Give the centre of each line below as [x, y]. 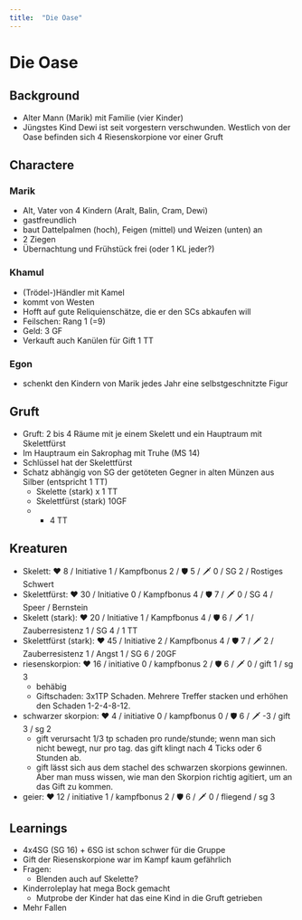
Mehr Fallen [45, 908]
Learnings [38, 828]
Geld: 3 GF [42, 330]
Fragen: [37, 869]
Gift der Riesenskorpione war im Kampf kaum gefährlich [127, 859]
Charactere [42, 165]
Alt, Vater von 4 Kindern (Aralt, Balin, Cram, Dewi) [115, 211]
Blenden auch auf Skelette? [87, 879]
